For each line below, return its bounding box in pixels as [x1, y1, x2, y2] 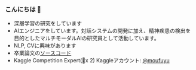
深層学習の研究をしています [13, 20, 82, 27]
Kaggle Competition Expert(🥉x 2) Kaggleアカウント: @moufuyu [13, 57, 170, 64]
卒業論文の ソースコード [13, 49, 72, 57]
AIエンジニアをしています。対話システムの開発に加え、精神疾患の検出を [13, 27, 191, 34]
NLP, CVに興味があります [13, 42, 76, 49]
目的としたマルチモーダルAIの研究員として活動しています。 [13, 34, 160, 42]
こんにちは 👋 [5, 5, 42, 13]
